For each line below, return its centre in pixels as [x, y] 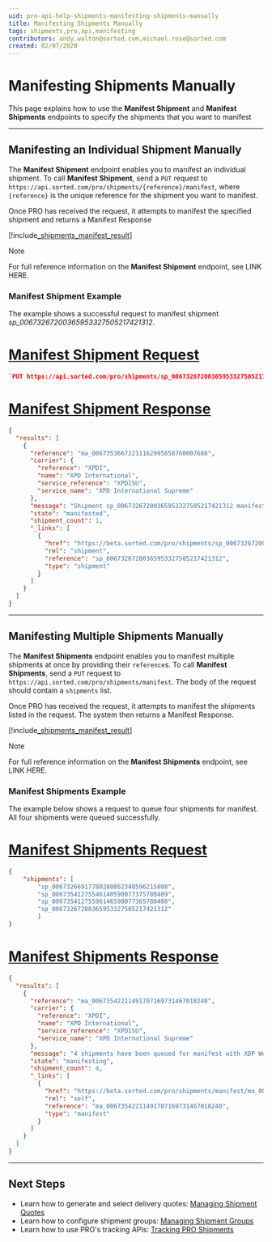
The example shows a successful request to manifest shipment [114, 314]
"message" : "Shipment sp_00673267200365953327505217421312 [131, 506]
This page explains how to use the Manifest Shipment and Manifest [123, 108]
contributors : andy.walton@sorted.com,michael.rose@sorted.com [117, 38]
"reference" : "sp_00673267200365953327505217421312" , [137, 558]
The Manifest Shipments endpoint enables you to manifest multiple [121, 655]
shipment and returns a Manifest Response [80, 219]
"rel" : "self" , [70, 1098]
